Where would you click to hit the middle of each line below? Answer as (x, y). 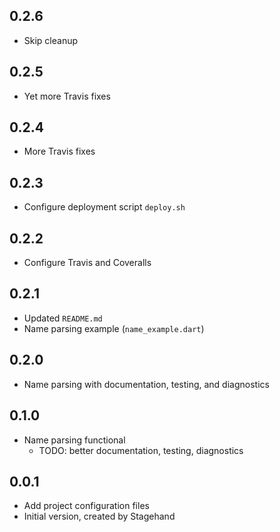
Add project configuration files (86, 506)
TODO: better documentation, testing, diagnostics (141, 450)
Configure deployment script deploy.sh (104, 207)
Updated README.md (63, 318)
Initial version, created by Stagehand (99, 516)
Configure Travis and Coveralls (87, 263)
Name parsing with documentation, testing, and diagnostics (146, 384)
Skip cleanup (51, 40)
